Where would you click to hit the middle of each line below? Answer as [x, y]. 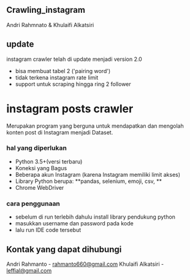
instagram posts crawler [70, 108]
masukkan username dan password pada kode [74, 224]
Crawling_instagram [46, 10]
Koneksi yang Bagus [41, 168]
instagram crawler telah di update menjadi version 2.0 [74, 59]
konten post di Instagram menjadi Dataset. [60, 132]
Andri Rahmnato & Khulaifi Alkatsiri [50, 25]
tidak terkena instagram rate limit [57, 77]
